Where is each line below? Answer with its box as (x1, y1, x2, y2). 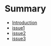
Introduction (11, 19, 37, 25)
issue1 (11, 24, 25, 30)
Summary (4, 3, 46, 14)
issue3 (11, 35, 26, 41)
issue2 (11, 30, 26, 36)
